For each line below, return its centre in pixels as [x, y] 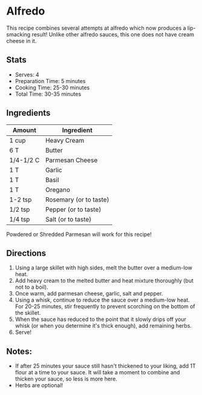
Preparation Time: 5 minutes [50, 81]
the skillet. [28, 313]
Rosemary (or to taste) [77, 200]
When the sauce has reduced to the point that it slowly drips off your [100, 319]
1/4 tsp [20, 219]
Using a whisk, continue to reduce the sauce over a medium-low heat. [102, 300]
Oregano [58, 189]
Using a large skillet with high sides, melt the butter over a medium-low [103, 268]
